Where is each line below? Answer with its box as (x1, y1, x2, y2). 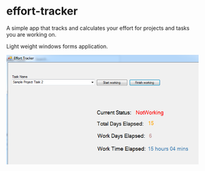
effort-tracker (6, 4, 78, 18)
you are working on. (6, 30, 57, 38)
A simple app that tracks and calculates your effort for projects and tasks (6, 24, 190, 32)
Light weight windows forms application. (6, 43, 109, 50)
